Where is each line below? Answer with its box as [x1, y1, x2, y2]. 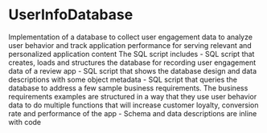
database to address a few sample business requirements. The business [8, 83, 249, 93]
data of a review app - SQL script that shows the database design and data [8, 66, 257, 75]
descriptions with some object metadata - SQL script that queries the [8, 75, 237, 84]
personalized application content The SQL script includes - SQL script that [8, 49, 255, 58]
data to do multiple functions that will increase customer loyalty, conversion [8, 100, 259, 110]
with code [8, 117, 42, 127]
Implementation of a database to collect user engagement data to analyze [8, 32, 253, 42]
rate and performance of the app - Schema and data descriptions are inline [8, 108, 257, 118]
